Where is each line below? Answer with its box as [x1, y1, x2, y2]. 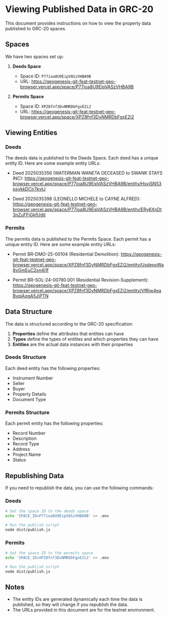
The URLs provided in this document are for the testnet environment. [12, 607, 155, 613]
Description [12, 435, 37, 441]
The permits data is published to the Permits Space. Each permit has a [5, 236, 151, 242]
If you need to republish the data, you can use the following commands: [5, 485, 154, 491]
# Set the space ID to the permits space [5, 551, 94, 556]
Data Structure [5, 307, 53, 316]
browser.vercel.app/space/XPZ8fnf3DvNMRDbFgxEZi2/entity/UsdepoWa [12, 262, 164, 268]
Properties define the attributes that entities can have [12, 331, 124, 337]
